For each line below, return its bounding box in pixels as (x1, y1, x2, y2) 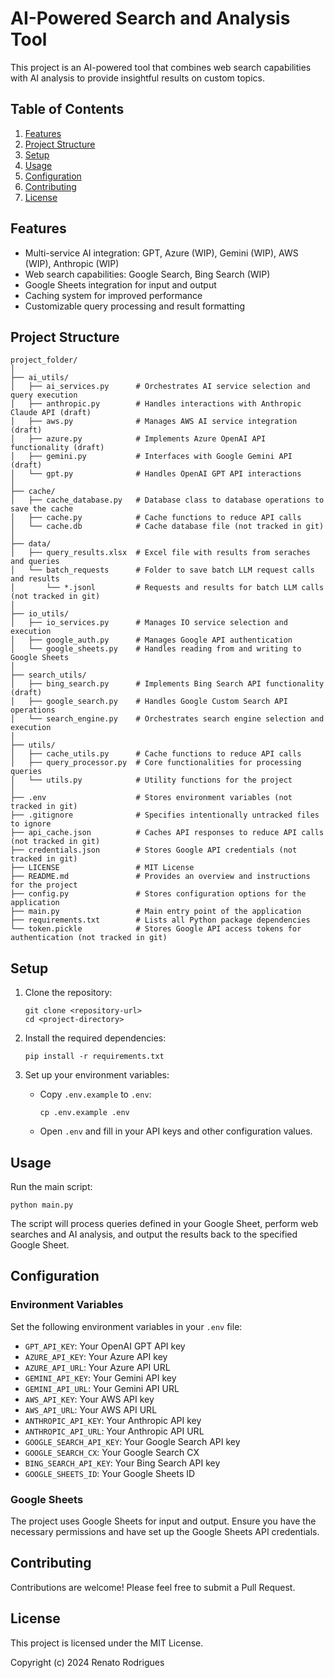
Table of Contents (10, 101, 125, 118)
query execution (10, 390, 78, 401)
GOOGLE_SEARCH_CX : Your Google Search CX (24, 1446, 200, 1458)
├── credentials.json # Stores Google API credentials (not (10, 845, 298, 856)
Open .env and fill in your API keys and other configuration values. (39, 1125, 313, 1137)
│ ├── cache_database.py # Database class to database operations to (10, 495, 325, 506)
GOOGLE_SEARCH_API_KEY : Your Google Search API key (24, 1435, 241, 1447)
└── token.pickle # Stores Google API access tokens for (10, 924, 302, 934)
